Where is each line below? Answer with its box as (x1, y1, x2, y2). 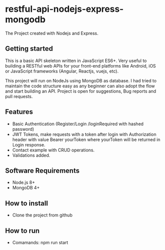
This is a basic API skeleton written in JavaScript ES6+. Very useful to (5, 58, 147, 64)
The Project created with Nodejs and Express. (5, 30, 99, 36)
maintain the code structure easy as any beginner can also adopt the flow (5, 83, 155, 89)
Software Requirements (5, 166, 80, 175)
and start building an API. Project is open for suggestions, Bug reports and (5, 88, 157, 94)
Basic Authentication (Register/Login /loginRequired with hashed (12, 121, 144, 127)
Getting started (5, 44, 53, 53)
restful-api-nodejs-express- (5, 3, 124, 15)
